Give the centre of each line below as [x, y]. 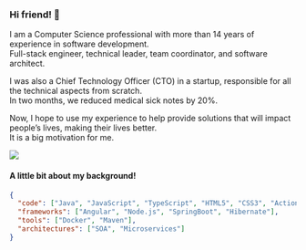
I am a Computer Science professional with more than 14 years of [132, 35]
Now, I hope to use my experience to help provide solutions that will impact [150, 119]
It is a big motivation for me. [62, 138]
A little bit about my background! [73, 175]
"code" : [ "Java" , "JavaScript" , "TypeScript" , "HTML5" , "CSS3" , [142, 203]
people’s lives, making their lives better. [83, 128]
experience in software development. [79, 44]
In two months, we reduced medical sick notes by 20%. [114, 100]
